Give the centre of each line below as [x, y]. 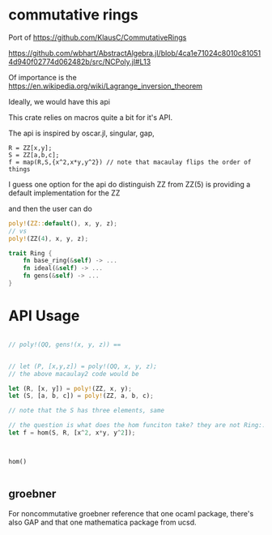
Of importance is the [42, 77]
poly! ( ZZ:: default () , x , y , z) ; [63, 223]
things [19, 169]
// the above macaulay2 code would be [74, 374]
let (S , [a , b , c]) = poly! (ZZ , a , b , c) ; [81, 396]
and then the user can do [51, 208]
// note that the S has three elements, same [86, 411]
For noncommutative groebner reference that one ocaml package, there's [131, 513]
